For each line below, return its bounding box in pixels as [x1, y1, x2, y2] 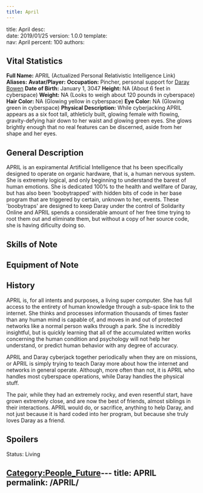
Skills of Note [6, 239, 58, 249]
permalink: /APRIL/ [6, 477, 79, 488]
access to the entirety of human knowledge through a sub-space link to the [6, 303, 195, 310]
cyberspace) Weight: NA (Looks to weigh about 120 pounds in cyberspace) [6, 92, 195, 99]
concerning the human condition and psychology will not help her [6, 335, 170, 343]
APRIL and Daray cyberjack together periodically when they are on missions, [6, 353, 198, 361]
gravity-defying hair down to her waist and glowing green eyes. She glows [6, 117, 192, 124]
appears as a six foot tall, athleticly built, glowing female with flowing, [6, 110, 180, 118]
